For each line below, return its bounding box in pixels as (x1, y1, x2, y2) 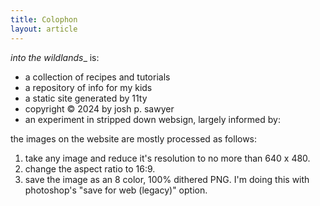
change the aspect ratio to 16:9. (24, 162, 156, 175)
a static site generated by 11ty (24, 92, 148, 104)
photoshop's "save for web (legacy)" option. (24, 184, 208, 196)
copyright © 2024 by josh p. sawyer (24, 102, 175, 115)
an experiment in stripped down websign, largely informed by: (24, 113, 281, 125)
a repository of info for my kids (24, 81, 153, 93)
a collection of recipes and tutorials (24, 71, 171, 83)
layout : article (10, 24, 78, 34)
